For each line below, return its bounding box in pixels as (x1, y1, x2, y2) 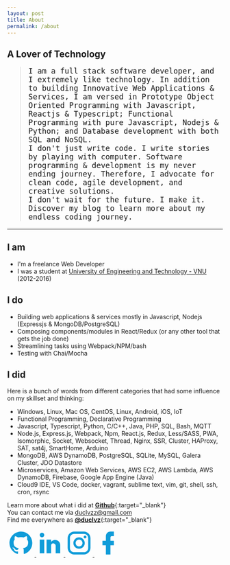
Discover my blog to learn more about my (28, 204, 205, 214)
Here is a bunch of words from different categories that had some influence (7, 387, 220, 395)
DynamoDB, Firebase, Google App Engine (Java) (16, 473, 155, 481)
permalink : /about (7, 23, 60, 30)
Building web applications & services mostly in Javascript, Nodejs (16, 312, 203, 321)
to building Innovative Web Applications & (28, 84, 214, 93)
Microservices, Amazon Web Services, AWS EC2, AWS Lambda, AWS (16, 466, 214, 474)
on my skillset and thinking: (7, 394, 84, 402)
